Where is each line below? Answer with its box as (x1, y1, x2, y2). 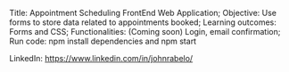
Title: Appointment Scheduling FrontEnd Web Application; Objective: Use (9, 8, 277, 18)
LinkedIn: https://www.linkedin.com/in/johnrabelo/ (9, 53, 194, 63)
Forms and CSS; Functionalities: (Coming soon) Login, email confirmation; (9, 27, 281, 36)
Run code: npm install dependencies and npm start (9, 36, 197, 46)
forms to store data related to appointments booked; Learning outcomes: (9, 17, 277, 28)
